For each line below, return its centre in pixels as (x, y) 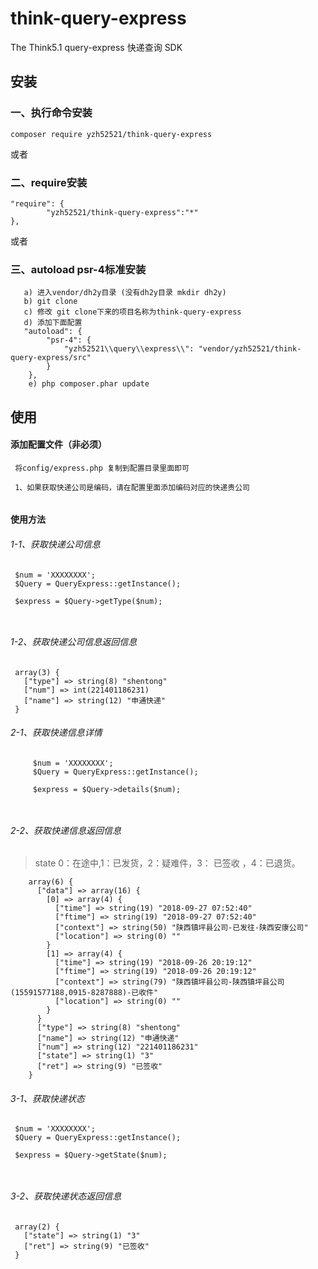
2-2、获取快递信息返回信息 (66, 830)
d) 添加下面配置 (53, 323)
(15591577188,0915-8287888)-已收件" (84, 993)
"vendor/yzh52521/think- (250, 349)
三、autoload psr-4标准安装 (78, 269)
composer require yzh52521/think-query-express (111, 134)
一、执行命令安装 (51, 113)
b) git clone (50, 302)
